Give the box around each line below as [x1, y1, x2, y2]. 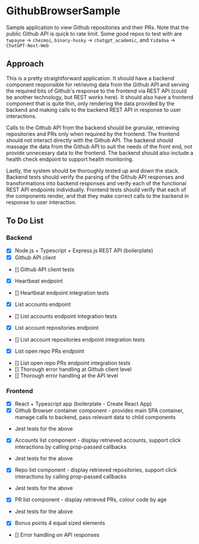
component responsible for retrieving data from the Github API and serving [6, 81, 189, 88]
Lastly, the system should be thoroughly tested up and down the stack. [6, 167, 180, 174]
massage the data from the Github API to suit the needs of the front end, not [6, 143, 192, 150]
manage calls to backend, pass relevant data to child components [14, 414, 176, 421]
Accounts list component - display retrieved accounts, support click [14, 437, 181, 444]
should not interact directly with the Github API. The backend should [6, 137, 173, 144]
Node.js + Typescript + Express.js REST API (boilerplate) [14, 247, 153, 254]
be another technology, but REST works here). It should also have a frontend [6, 93, 194, 100]
